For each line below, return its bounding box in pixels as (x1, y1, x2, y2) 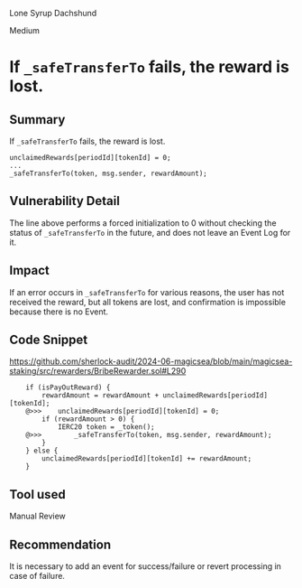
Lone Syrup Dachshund (9, 8, 97, 18)
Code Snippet (9, 332, 88, 348)
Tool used (9, 487, 66, 502)
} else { (25, 446, 59, 455)
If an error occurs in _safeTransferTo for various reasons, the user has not (9, 286, 285, 297)
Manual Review (9, 510, 66, 522)
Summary (9, 112, 66, 127)
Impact (9, 263, 50, 278)
